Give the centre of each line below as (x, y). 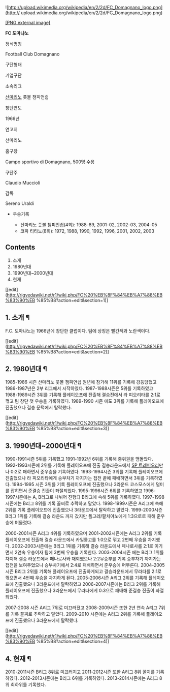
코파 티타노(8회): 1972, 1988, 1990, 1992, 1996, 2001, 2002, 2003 (87, 231)
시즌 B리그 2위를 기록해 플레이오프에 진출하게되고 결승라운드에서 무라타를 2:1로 (83, 571)
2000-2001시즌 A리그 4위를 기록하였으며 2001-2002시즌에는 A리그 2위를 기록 (84, 533)
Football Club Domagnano (32, 54)
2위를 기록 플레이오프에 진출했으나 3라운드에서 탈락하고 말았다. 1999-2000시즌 (84, 510)
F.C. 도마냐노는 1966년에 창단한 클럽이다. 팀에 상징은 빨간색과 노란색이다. (78, 330)
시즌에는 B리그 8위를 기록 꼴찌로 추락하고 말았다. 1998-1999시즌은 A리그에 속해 (84, 503)
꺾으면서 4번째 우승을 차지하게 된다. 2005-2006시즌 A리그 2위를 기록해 (76, 578)
